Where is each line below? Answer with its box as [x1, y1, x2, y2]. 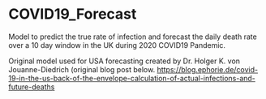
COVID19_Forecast [8, 5, 137, 24]
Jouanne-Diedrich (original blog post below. [8, 64, 156, 74]
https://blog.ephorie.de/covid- [157, 64, 258, 74]
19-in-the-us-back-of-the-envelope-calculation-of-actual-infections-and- [8, 73, 255, 83]
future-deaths [8, 82, 55, 92]
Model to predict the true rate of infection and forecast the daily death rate [8, 32, 257, 41]
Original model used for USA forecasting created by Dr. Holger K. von [8, 56, 241, 66]
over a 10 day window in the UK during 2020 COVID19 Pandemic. [8, 40, 225, 49]
